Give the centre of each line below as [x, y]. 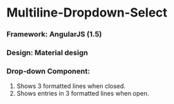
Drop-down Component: [48, 71]
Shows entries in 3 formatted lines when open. [83, 94]
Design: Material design [47, 53]
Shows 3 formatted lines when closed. [71, 86]
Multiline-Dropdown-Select [87, 13]
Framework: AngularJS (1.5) [54, 34]
